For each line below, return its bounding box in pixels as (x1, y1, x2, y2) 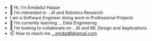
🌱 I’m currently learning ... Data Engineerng (9, 20, 97, 26)
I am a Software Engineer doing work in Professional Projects (9, 15, 133, 20)
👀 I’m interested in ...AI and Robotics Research (9, 10, 103, 15)
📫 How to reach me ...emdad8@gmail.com (9, 30, 97, 36)
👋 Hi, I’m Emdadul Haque (9, 5, 60, 10)
